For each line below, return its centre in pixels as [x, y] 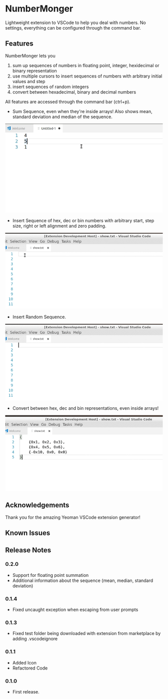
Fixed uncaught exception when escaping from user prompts [75, 610]
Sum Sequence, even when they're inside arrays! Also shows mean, [82, 111]
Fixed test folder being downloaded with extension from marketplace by [86, 633]
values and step [29, 81]
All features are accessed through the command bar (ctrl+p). [68, 102]
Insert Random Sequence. [39, 317]
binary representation [35, 71]
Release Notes [28, 550]
